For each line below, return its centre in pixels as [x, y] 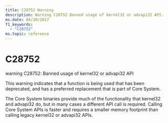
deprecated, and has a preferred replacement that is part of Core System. [83, 89]
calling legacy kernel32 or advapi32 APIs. [49, 115]
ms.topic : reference [27, 34]
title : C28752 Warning [29, 10]
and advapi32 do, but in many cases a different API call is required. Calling [84, 104]
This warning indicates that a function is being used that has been [75, 83]
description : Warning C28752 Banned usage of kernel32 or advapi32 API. [85, 15]
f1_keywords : [19, 24]
